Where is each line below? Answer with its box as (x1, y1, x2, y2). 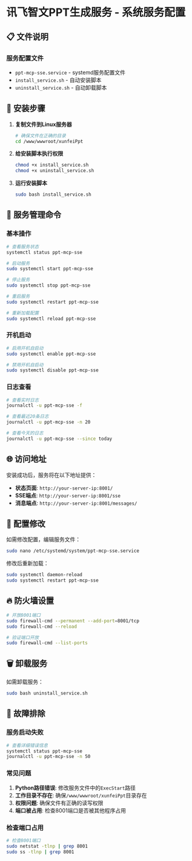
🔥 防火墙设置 (6, 596, 55, 606)
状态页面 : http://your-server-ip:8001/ (15, 484, 113, 491)
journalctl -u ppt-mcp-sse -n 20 (6, 419, 91, 425)
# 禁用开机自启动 (6, 362, 44, 368)
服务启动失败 (6, 728, 44, 737)
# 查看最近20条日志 (6, 413, 49, 420)
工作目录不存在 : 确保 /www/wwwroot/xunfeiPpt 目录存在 (15, 791, 147, 799)
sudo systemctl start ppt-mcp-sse (6, 266, 94, 272)
